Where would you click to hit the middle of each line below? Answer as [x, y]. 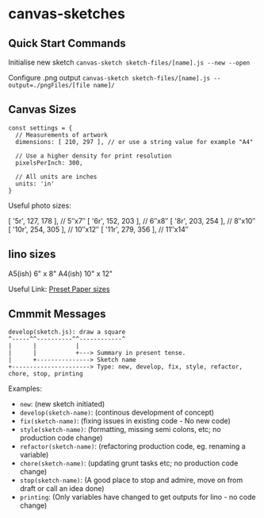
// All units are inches [56, 177]
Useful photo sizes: [40, 205]
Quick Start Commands [67, 43]
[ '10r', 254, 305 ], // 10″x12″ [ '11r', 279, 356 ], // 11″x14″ [98, 229]
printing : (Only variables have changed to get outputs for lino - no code [138, 497]
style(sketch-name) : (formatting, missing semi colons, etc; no [120, 430]
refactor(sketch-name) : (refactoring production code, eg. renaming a [132, 446]
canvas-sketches [67, 14]
